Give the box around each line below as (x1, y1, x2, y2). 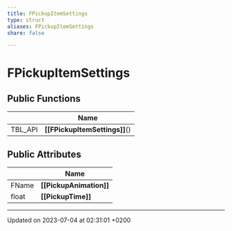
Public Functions (7, 93, 81, 104)
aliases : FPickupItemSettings (7, 23, 95, 30)
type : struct (7, 17, 45, 24)
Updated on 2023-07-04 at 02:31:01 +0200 (7, 216, 131, 225)
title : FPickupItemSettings (7, 10, 88, 17)
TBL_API (10, 125, 38, 135)
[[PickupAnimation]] (40, 181, 109, 190)
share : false (7, 29, 45, 37)
